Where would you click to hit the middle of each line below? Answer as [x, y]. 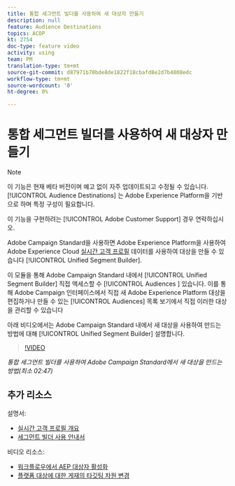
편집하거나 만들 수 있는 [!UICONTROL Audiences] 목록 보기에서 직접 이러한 [111, 301]
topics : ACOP [26, 33]
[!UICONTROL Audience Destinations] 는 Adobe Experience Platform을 [109, 195]
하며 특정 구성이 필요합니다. [58, 204]
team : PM [20, 60]
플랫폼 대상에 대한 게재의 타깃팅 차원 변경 [73, 475]
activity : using [31, 53]
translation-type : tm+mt [43, 66]
